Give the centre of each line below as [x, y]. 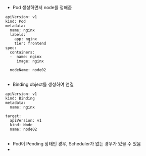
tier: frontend [30, 43]
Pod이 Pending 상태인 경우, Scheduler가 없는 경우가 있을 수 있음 [77, 144]
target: [13, 116]
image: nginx [30, 61]
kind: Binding [20, 98]
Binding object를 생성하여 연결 [43, 84]
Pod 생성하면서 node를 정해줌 [42, 7]
